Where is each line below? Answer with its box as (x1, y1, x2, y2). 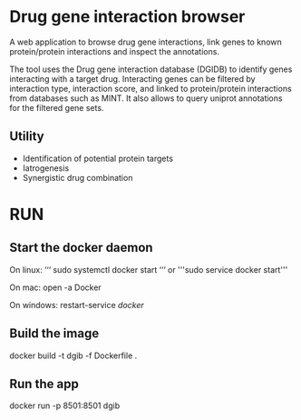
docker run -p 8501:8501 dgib (9, 400, 121, 411)
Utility (9, 129, 44, 145)
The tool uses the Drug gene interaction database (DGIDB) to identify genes (9, 64, 293, 75)
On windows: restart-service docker (9, 299, 144, 310)
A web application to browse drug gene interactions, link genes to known (9, 36, 283, 47)
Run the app (9, 375, 79, 392)
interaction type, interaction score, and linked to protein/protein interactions (9, 83, 292, 94)
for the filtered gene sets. (9, 102, 104, 113)
